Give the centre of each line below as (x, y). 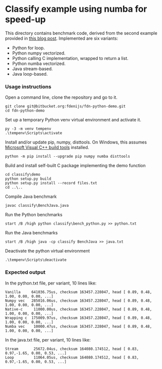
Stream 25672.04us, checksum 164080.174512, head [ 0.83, (72, 349)
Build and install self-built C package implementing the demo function (75, 166)
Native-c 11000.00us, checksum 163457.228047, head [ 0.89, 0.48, (79, 309)
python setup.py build (28, 179)
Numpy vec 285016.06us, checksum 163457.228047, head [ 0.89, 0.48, (79, 301)
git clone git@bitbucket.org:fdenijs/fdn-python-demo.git (65, 107)
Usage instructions (28, 86)
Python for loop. (28, 48)
